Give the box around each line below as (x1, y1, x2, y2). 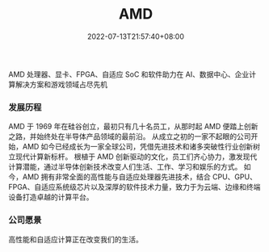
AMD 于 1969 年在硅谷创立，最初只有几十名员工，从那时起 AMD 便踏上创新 (8, 122, 258, 132)
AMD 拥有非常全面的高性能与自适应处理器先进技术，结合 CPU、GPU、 (22, 172, 257, 182)
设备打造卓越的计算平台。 (8, 192, 94, 202)
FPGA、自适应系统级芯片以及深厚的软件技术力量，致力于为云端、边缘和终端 (8, 183, 261, 192)
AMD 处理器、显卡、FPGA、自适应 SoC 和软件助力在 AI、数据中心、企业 (8, 69, 250, 79)
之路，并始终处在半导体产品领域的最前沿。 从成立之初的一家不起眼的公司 (8, 132, 251, 141)
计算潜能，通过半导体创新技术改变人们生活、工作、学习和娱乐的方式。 (8, 162, 242, 172)
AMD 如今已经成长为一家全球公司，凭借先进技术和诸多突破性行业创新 (22, 142, 254, 152)
